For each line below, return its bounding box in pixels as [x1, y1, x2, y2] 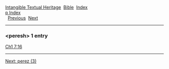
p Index [5, 10, 21, 16]
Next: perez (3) [5, 58, 37, 64]
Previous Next [7, 15, 38, 21]
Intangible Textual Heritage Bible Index [5, 5, 88, 10]
